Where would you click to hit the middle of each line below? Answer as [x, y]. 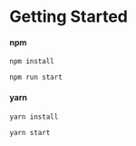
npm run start [36, 78]
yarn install [34, 117]
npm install [32, 62]
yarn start [30, 132]
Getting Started [69, 17]
